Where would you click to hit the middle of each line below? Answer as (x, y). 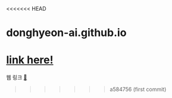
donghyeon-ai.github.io (66, 33)
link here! (30, 60)
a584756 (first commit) (138, 90)
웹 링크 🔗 (17, 78)
